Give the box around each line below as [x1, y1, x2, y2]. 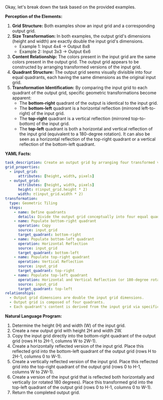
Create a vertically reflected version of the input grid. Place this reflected [12, 358, 158, 364]
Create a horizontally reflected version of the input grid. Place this [12, 343, 144, 349]
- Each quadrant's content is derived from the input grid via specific [9, 304, 160, 309]
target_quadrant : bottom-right [17, 232, 81, 237]
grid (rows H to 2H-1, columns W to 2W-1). [12, 338, 97, 344]
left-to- [141, 105, 156, 111]
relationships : [5, 291, 36, 296]
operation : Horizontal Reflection [17, 241, 88, 246]
